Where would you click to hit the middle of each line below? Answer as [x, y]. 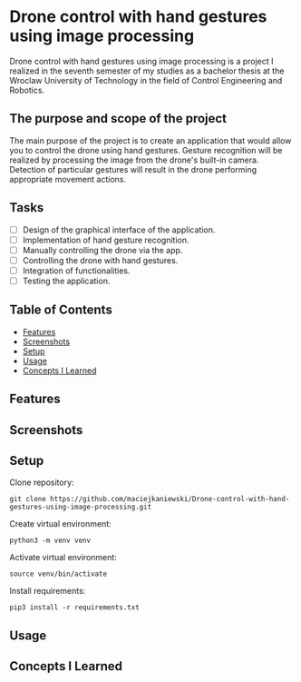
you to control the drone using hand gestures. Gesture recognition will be [146, 150]
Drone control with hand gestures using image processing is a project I [141, 61]
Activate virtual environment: [63, 558]
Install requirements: [48, 591]
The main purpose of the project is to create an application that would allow [150, 140]
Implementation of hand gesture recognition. [106, 240]
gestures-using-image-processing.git [81, 507]
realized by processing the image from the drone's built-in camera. [134, 160]
